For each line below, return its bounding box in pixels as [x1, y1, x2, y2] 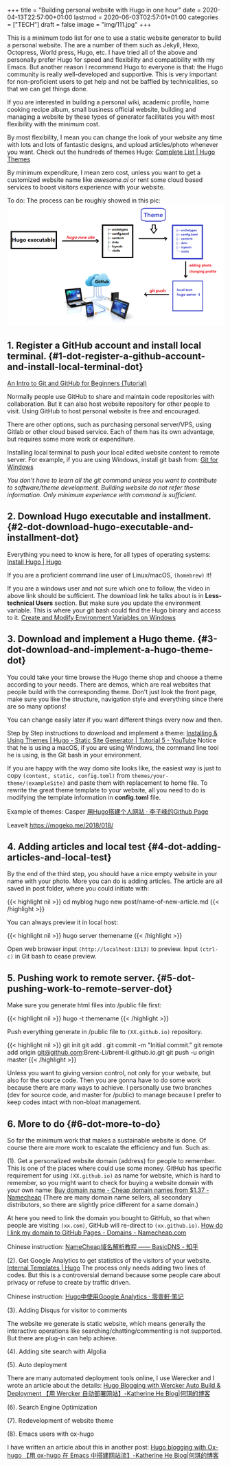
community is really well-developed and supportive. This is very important [7, 70, 218, 78]
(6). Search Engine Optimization [7, 1403, 97, 1411]
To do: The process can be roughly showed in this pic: [7, 196, 161, 205]
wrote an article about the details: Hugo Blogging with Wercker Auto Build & [7, 1381, 221, 1389]
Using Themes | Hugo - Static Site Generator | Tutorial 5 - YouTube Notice [7, 736, 217, 744]
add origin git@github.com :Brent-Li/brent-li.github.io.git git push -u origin [7, 1049, 215, 1057]
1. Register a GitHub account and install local [7, 339, 201, 351]
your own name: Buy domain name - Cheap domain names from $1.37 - [7, 1186, 209, 1194]
